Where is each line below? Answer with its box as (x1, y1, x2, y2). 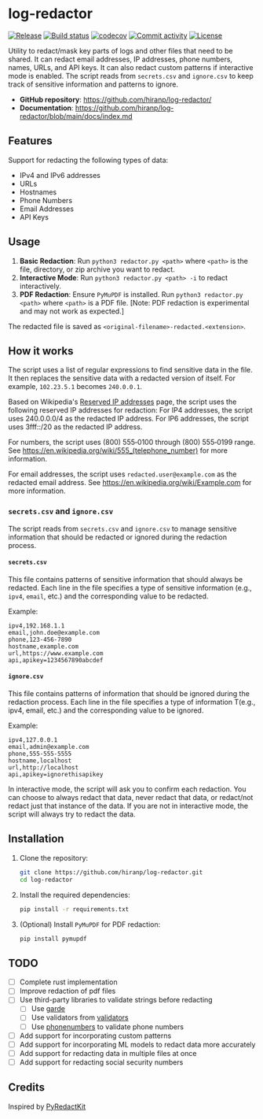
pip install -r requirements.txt (19, 905, 130, 913)
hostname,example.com (8, 643, 79, 650)
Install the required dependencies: (19, 890, 131, 899)
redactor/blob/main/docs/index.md (19, 111, 133, 120)
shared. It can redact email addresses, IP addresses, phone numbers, (8, 54, 233, 64)
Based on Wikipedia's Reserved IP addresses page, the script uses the (8, 397, 237, 406)
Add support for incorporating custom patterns (19, 1031, 172, 1040)
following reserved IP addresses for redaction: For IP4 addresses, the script (8, 406, 253, 415)
